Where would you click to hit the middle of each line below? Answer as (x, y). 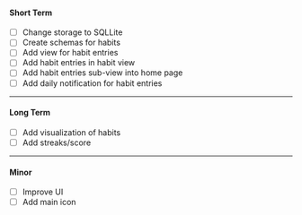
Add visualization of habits (71, 132)
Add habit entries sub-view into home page (102, 73)
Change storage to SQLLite (72, 32)
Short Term (31, 13)
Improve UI (43, 192)
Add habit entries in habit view (79, 63)
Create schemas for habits (71, 43)
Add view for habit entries (70, 53)
